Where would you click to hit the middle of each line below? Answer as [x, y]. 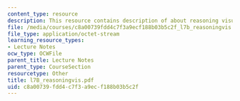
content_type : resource [43, 14]
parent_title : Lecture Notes [51, 60]
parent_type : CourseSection [49, 67]
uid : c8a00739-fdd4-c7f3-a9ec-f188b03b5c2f [73, 87]
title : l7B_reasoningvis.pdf [51, 80]
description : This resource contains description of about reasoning [113, 21]
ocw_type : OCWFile [35, 54]
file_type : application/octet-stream [64, 34]
